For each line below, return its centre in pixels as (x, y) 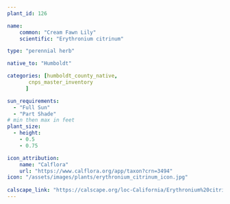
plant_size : (24, 127)
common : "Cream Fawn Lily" (58, 32)
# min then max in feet (41, 120)
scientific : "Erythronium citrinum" (72, 38)
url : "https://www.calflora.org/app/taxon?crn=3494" (96, 171)
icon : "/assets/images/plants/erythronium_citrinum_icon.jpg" (98, 177)
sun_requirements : (33, 101)
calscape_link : (29, 190)
